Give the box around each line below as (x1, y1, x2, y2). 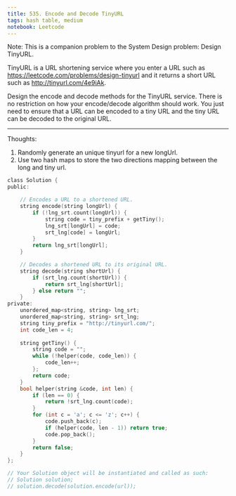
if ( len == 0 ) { (32, 391, 80, 399)
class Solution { (7, 177, 58, 184)
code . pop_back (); (44, 431, 96, 438)
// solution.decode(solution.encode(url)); (7, 483, 137, 490)
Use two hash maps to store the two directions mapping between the (17, 156, 218, 164)
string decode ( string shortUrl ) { (20, 268, 121, 275)
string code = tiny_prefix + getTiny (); (44, 216, 165, 223)
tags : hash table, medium (7, 17, 83, 24)
